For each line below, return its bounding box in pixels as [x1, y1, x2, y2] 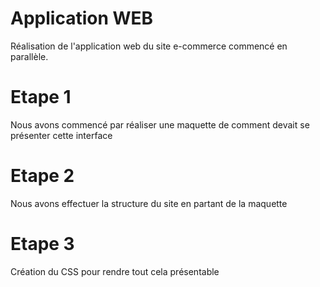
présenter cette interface [10, 129, 113, 141]
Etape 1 [10, 86, 72, 109]
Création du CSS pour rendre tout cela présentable [10, 265, 220, 277]
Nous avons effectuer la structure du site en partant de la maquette [10, 197, 288, 209]
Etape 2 [10, 165, 75, 187]
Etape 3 [10, 233, 75, 255]
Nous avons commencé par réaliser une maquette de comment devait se [10, 118, 310, 131]
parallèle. [10, 50, 49, 62]
